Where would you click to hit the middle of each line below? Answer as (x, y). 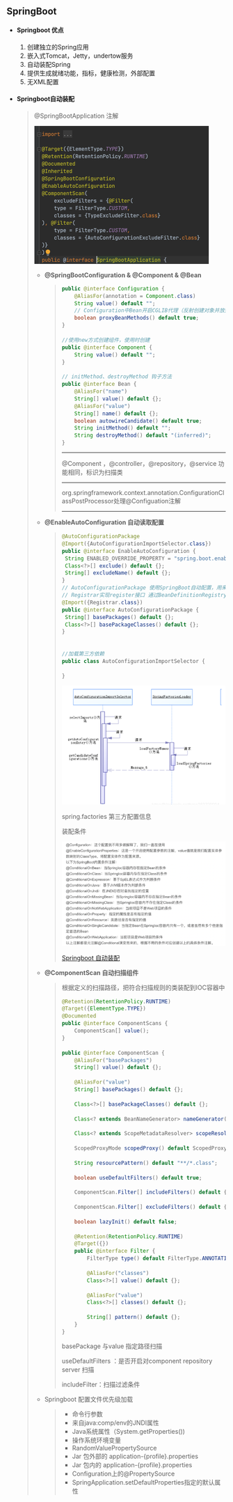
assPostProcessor (88, 501)
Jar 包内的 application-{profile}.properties (132, 1464)
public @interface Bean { (99, 384)
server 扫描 (78, 1369)
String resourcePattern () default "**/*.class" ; (146, 1163)
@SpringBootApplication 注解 (76, 116)
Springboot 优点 (40, 30)
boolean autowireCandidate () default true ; (138, 421)
